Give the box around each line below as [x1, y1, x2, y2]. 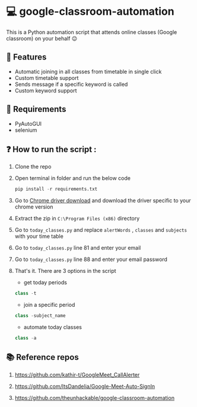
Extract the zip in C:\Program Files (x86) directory [14, 215, 140, 222]
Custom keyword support [14, 87, 77, 94]
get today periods [23, 279, 67, 286]
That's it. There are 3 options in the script [14, 268, 117, 275]
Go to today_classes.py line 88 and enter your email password [14, 256, 168, 263]
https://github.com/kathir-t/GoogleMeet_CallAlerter [14, 371, 140, 378]
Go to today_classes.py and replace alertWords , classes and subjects [14, 226, 188, 234]
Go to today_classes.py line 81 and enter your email [14, 244, 141, 251]
